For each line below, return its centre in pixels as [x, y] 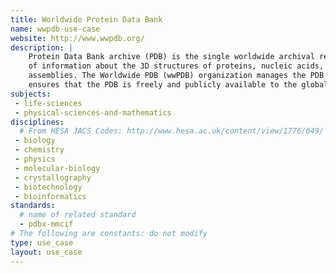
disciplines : [37, 122]
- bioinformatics [50, 196]
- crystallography [53, 177]
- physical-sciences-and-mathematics [93, 112]
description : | [42, 47]
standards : [33, 206]
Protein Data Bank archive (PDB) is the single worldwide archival [171, 57]
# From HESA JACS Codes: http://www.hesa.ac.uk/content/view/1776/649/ [172, 131]
